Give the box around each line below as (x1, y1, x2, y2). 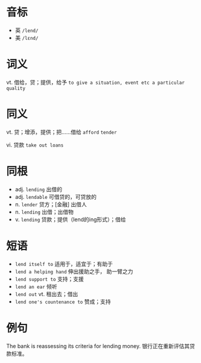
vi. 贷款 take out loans (6, 141, 64, 148)
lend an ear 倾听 (14, 283, 57, 290)
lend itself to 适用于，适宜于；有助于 (14, 260, 113, 267)
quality (6, 85, 26, 91)
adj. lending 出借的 (14, 185, 62, 193)
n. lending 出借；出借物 (14, 208, 74, 215)
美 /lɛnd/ (14, 34, 39, 41)
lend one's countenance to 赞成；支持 (14, 298, 111, 305)
